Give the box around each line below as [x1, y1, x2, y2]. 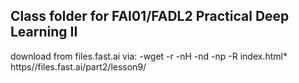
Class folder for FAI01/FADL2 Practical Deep [10, 8, 290, 25]
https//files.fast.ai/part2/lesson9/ [10, 60, 147, 73]
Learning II [10, 24, 78, 41]
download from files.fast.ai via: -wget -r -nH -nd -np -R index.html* [10, 50, 288, 62]
